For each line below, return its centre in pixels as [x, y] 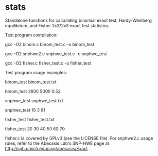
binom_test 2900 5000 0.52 [33, 91]
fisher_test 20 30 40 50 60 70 [35, 129]
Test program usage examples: [36, 72]
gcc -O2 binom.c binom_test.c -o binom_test [50, 44]
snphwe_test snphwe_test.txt [34, 100]
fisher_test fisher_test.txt [30, 119]
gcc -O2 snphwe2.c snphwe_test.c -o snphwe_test [56, 54]
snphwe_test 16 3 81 [25, 110]
